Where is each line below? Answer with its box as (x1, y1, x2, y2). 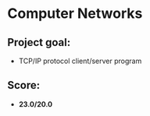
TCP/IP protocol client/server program (18, 56, 142, 65)
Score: (7, 79, 41, 92)
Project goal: (7, 36, 71, 49)
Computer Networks (7, 5, 143, 23)
